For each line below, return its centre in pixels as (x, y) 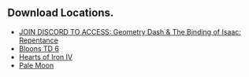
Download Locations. (61, 13)
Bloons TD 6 (39, 48)
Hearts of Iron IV (45, 57)
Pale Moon (36, 65)
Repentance (38, 40)
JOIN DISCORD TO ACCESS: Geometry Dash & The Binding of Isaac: (130, 31)
